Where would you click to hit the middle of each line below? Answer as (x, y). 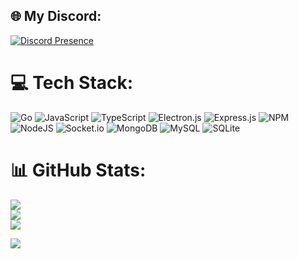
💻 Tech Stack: (72, 83)
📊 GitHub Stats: (78, 170)
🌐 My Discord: (56, 16)
